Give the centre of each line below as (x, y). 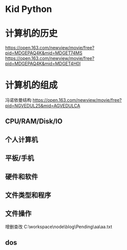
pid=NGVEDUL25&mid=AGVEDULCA (43, 106)
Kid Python (29, 9)
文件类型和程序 (28, 195)
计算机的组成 (32, 85)
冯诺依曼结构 (18, 100)
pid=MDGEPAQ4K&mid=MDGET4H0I (43, 64)
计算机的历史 (32, 34)
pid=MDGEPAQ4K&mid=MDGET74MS (44, 53)
